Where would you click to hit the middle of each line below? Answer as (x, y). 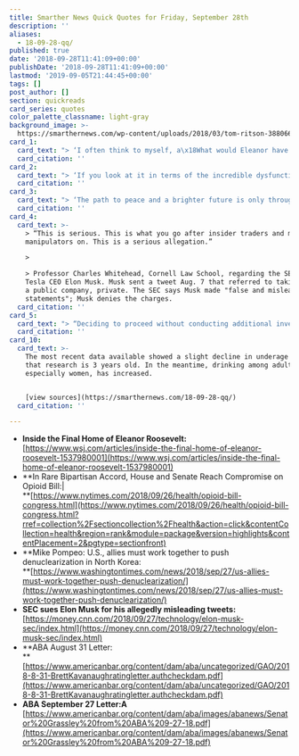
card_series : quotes (48, 109)
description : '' (39, 26)
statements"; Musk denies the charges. (99, 299)
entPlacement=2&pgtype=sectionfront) (94, 543)
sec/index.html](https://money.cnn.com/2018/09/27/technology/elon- (150, 628)
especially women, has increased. (89, 373)
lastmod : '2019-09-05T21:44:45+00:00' (81, 76)
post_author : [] (39, 92)
